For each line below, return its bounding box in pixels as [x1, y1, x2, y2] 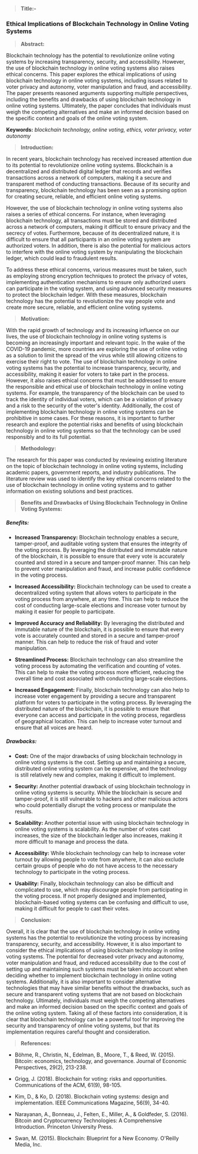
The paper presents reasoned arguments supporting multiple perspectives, [6, 90, 189, 97]
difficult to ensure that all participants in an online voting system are [6, 236, 171, 243]
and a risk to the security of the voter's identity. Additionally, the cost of [6, 402, 180, 409]
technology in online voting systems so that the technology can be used [6, 427, 181, 434]
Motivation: [20, 316, 50, 323]
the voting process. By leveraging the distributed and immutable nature [14, 547, 187, 554]
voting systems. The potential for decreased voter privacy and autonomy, [6, 953, 184, 960]
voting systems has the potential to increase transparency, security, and [6, 365, 181, 372]
